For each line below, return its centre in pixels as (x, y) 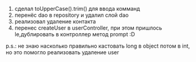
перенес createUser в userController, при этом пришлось (88, 28)
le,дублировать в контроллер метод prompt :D (75, 34)
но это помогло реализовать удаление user (62, 52)
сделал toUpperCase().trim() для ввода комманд (77, 9)
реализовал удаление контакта (55, 21)
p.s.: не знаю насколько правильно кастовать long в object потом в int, (98, 46)
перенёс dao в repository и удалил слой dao (72, 15)
